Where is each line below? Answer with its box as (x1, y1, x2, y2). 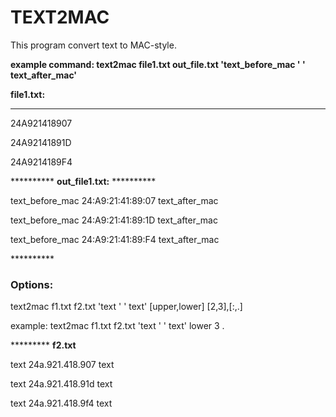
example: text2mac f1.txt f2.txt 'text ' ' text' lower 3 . (10, 320, 225, 332)
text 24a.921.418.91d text (10, 378, 113, 390)
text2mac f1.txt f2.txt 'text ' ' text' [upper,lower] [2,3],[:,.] (10, 301, 243, 313)
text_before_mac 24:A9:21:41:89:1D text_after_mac (10, 214, 218, 226)
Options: (10, 277, 54, 291)
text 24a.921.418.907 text (10, 359, 115, 371)
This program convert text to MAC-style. (10, 39, 177, 51)
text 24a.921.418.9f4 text (10, 397, 113, 410)
